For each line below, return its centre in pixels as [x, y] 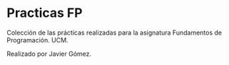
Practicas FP [45, 13]
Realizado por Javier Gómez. [49, 54]
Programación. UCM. [37, 40]
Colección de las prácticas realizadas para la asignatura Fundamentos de [114, 32]
